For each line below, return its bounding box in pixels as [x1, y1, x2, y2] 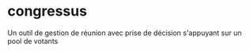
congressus [7, 2, 88, 20]
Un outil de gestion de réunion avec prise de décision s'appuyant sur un [7, 28, 242, 37]
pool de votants [7, 36, 59, 45]
